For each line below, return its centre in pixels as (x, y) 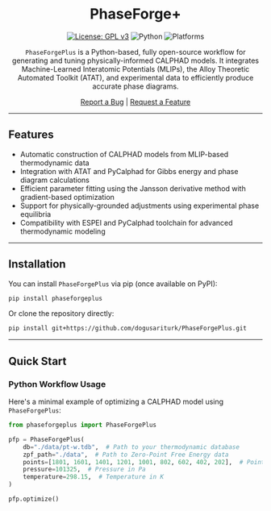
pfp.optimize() (34, 499)
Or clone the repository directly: (61, 314)
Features (31, 135)
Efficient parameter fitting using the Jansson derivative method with (133, 188)
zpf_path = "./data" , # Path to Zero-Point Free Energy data (126, 455)
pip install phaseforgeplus (56, 298)
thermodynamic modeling (63, 231)
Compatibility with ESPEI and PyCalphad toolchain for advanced (126, 222)
